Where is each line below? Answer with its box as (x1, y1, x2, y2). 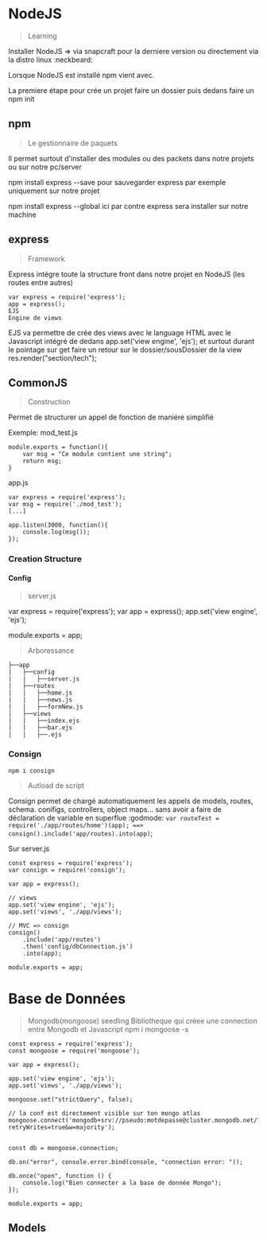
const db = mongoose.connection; (8, 1144, 119, 1152)
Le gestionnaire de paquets (27, 138, 118, 148)
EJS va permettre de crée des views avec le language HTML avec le (8, 327, 232, 338)
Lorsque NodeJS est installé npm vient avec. (8, 70, 155, 79)
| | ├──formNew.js (8, 702, 83, 711)
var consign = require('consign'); (8, 866, 126, 874)
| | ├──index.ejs (8, 717, 80, 724)
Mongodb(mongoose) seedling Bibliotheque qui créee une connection (27, 1016, 258, 1026)
